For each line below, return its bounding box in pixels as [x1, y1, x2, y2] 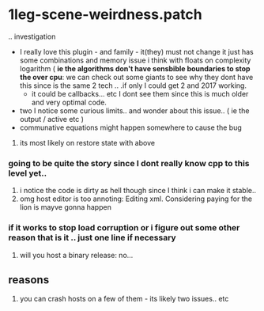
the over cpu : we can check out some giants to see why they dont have [19, 72, 254, 82]
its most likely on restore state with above [19, 138, 156, 147]
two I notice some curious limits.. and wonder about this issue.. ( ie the [19, 105, 250, 116]
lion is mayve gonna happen [19, 203, 112, 212]
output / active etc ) [19, 114, 85, 123]
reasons [8, 273, 50, 286]
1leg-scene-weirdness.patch [8, 6, 203, 24]
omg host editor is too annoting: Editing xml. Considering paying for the [19, 194, 253, 203]
